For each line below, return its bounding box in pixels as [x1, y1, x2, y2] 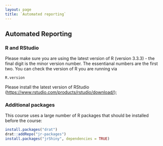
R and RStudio [5, 44, 39, 51]
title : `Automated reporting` [5, 12, 67, 17]
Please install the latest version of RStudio [5, 84, 90, 90]
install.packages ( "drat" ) [5, 127, 57, 132]
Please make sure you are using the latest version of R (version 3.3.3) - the [5, 56, 155, 62]
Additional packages [5, 101, 55, 108]
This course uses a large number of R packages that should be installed [5, 113, 149, 119]
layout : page [5, 7, 32, 12]
